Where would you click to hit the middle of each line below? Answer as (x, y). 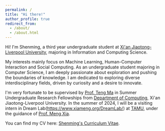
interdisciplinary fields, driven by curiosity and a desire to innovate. (74, 83)
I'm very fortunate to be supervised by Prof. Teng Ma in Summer (71, 93)
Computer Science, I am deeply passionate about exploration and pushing (81, 72)
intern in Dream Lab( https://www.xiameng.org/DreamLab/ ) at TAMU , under (82, 108)
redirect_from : (21, 24)
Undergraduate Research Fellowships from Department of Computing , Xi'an (83, 98)
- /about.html (24, 33)
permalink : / (19, 10)
